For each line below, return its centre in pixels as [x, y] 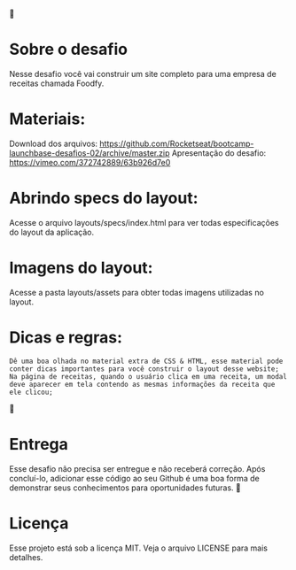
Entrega [39, 444]
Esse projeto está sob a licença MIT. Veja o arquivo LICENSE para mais [139, 548]
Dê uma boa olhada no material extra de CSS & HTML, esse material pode [146, 361]
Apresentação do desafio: [219, 153]
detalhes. [26, 557]
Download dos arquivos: [54, 143]
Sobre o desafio [69, 50]
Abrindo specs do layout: [104, 198]
